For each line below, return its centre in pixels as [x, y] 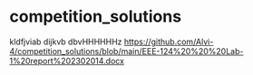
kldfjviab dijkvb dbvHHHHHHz [66, 42]
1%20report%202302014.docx [67, 61]
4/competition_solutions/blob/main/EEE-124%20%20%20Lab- [126, 51]
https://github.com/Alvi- [169, 42]
